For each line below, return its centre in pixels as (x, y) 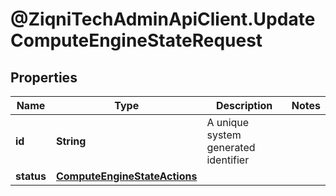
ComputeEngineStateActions (126, 176)
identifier (228, 160)
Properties (44, 77)
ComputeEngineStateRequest (136, 40)
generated (231, 147)
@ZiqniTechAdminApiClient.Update (163, 19)
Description (244, 105)
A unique (228, 122)
